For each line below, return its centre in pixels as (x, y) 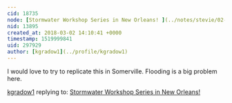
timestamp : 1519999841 (40, 39)
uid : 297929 (24, 45)
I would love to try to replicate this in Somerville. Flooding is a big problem (112, 71)
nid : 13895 (23, 26)
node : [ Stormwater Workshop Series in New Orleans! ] (86, 20)
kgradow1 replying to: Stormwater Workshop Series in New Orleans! (104, 92)
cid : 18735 (23, 13)
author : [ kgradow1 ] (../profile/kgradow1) (68, 52)
